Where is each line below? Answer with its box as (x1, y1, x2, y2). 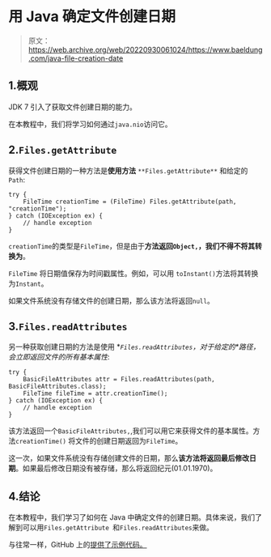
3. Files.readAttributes (8, 319, 128, 333)
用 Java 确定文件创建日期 (8, 7, 176, 26)
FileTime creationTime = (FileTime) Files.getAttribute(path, (23, 198, 237, 206)
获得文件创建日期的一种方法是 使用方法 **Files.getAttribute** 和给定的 (8, 165, 248, 175)
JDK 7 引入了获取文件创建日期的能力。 (8, 102, 138, 112)
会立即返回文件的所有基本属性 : (8, 352, 111, 362)
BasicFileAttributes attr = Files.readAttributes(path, (23, 376, 216, 384)
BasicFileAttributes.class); (8, 382, 107, 391)
